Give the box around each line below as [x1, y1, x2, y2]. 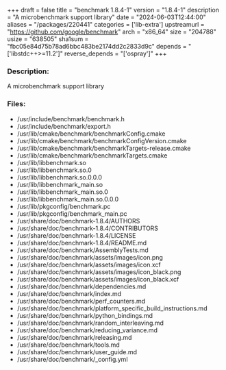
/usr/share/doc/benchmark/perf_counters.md [16, 297, 146, 305]
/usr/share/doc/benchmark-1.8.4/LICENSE [16, 231, 136, 239]
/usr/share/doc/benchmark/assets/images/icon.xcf [16, 260, 161, 269]
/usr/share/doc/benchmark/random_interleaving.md [16, 319, 164, 327]
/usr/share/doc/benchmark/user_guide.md [16, 347, 138, 356]
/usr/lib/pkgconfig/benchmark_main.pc [16, 209, 127, 218]
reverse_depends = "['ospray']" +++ [64, 49, 167, 58]
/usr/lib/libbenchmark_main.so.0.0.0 [16, 195, 118, 203]
